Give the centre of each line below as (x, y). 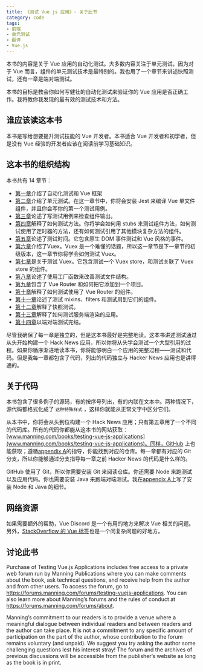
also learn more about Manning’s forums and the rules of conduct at (91, 599)
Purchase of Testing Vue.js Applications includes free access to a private (97, 567)
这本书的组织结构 (38, 165)
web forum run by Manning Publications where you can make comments (96, 573)
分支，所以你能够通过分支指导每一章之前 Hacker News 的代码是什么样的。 (99, 459)
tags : (13, 23)
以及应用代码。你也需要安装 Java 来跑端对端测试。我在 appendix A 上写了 (97, 479)
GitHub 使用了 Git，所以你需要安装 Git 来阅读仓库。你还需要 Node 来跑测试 (99, 472)
